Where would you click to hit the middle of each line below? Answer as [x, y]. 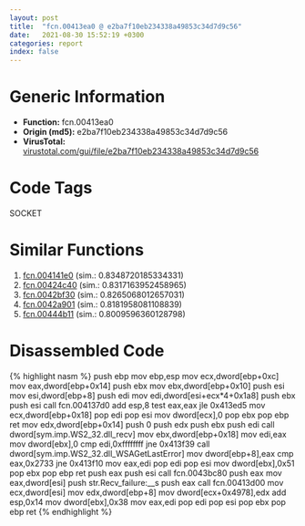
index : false [34, 52]
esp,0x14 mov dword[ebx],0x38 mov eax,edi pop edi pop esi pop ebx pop [148, 501]
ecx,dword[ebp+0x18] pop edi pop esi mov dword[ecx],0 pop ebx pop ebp [149, 415]
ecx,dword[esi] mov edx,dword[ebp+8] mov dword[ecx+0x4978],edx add [148, 492]
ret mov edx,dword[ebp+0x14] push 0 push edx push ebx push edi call [142, 424]
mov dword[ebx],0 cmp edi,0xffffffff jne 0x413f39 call [110, 444]
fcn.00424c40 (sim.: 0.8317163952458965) [104, 284]
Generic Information [87, 97]
